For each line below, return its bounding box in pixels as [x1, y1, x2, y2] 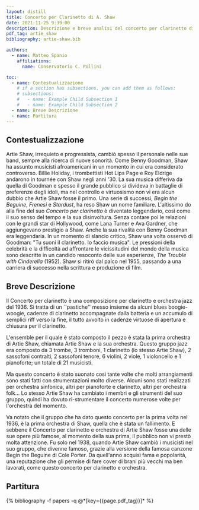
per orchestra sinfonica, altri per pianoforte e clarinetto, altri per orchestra [6, 384, 187, 391]
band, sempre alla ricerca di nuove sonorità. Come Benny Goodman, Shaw [6, 157, 188, 164]
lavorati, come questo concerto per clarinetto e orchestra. [6, 464, 147, 471]
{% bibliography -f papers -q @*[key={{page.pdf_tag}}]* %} [6, 497, 154, 504]
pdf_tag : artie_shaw [6, 31, 57, 37]
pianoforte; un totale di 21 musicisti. [6, 359, 93, 366]
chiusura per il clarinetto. [6, 322, 67, 330]
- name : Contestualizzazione [11, 80, 84, 86]
